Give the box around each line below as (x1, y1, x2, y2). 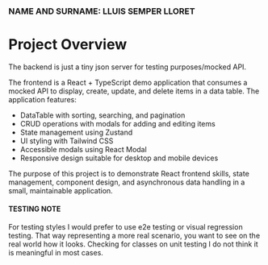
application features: (8, 94, 77, 104)
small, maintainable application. (8, 185, 113, 195)
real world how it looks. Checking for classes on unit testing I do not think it (8, 239, 258, 249)
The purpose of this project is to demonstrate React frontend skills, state (8, 168, 250, 178)
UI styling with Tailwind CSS (19, 135, 114, 146)
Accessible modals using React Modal (19, 144, 147, 154)
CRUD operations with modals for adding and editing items (19, 118, 216, 128)
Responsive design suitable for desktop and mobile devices (19, 153, 219, 163)
